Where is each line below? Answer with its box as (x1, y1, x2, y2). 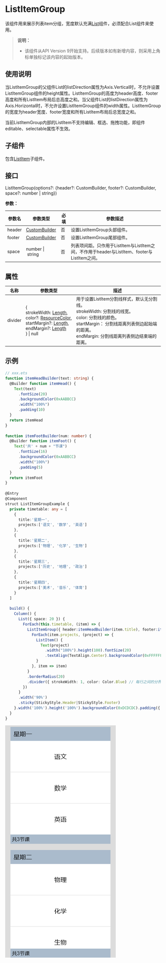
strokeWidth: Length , (25, 309, 68, 316)
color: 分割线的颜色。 (76, 314, 120, 321)
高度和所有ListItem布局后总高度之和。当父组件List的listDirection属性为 (5, 96, 148, 102)
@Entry (5, 491, 19, 496)
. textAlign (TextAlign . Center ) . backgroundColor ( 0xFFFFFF (44, 653, 163, 658)
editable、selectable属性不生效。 (5, 126, 73, 131)
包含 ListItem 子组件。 (5, 155, 48, 162)
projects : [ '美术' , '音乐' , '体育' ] (18, 585, 87, 590)
